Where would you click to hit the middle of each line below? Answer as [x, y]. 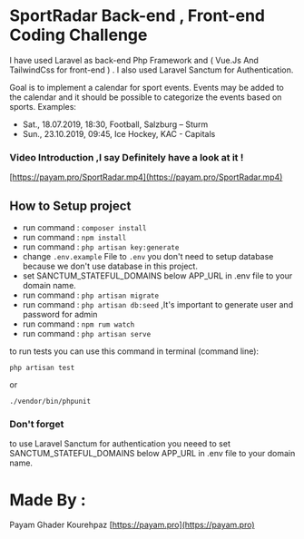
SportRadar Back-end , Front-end [137, 16]
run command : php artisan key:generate [101, 247]
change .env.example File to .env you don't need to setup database [148, 257]
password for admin [60, 315]
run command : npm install [74, 238]
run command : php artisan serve [87, 334]
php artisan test [42, 368]
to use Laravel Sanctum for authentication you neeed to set [120, 444]
